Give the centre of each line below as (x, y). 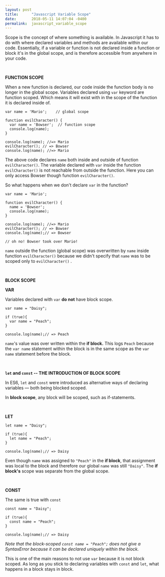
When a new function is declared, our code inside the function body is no (79, 87)
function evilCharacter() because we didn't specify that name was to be (78, 256)
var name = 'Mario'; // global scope (47, 112)
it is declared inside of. (28, 103)
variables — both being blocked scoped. (46, 388)
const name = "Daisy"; (28, 509)
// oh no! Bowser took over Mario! (41, 242)
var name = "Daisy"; (26, 309)
